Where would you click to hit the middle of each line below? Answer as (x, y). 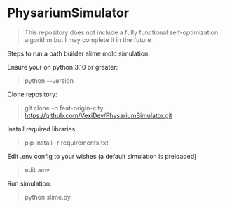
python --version (49, 80)
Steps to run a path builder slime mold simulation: (79, 53)
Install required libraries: (42, 129)
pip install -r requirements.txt (66, 143)
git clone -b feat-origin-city (64, 108)
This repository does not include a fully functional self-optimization (121, 32)
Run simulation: (29, 183)
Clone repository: (32, 94)
